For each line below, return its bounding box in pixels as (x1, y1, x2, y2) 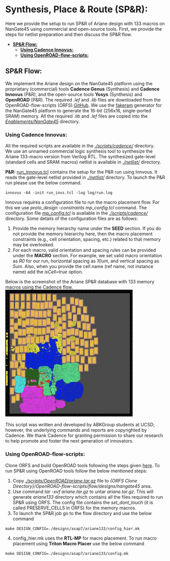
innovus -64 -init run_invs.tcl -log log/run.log (5, 190, 113, 196)
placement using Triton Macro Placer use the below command (12, 540, 145, 547)
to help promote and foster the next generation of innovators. (5, 438, 134, 444)
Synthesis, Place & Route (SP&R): (5, 4, 148, 15)
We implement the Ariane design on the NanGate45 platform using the (5, 80, 153, 86)
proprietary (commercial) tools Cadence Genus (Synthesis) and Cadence (5, 86, 160, 92)
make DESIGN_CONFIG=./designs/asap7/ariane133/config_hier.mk (5, 526, 140, 531)
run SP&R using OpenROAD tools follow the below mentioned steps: (5, 468, 148, 474)
